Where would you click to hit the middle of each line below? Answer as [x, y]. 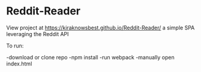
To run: [15, 46]
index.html [19, 64]
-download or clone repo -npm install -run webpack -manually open [91, 57]
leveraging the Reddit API [37, 34]
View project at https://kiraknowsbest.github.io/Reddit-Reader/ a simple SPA [100, 28]
